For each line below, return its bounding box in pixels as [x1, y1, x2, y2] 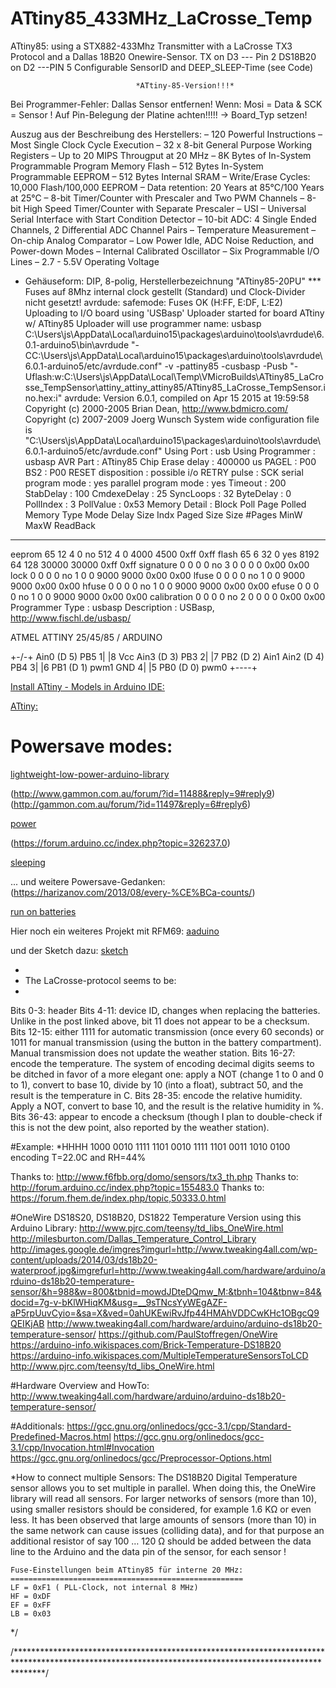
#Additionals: [10, 1420, 65, 1432]
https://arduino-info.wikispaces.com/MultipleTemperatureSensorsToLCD [10, 1349, 309, 1361]
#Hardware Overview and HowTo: [10, 1379, 150, 1391]
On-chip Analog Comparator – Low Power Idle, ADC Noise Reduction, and [10, 234, 315, 246]
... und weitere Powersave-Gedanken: [10, 875, 166, 887]
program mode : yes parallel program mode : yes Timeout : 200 [24, 477, 287, 489]
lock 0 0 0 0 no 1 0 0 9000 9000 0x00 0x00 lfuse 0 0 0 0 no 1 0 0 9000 [10, 569, 306, 581]
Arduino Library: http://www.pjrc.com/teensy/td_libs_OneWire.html [10, 1222, 284, 1234]
